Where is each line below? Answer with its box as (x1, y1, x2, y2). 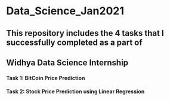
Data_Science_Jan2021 (6, 4, 124, 18)
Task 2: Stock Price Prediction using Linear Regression (6, 88, 145, 95)
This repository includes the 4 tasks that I (6, 28, 164, 38)
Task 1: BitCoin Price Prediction (6, 74, 85, 81)
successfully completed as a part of (6, 37, 143, 47)
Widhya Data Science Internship (6, 57, 129, 68)
